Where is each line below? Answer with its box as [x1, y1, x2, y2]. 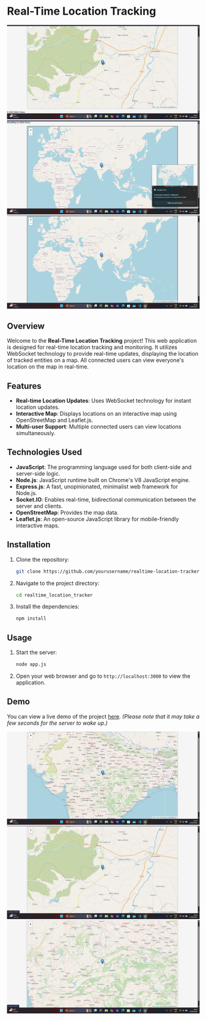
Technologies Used [7, 447, 82, 458]
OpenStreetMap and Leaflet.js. [15, 417, 94, 424]
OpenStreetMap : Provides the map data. [15, 508, 119, 516]
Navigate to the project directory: [15, 579, 100, 587]
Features [7, 381, 42, 391]
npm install [15, 615, 46, 622]
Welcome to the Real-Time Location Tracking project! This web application [7, 337, 197, 345]
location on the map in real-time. [7, 363, 89, 370]
